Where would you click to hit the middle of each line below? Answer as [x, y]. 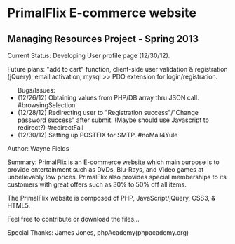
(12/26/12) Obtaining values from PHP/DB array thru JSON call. [108, 97]
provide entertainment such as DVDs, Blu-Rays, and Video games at [106, 169]
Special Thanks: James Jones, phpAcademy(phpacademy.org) [98, 232]
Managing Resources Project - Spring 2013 [103, 39]
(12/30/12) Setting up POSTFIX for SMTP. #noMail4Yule [98, 135]
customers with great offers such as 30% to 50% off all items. [97, 184]
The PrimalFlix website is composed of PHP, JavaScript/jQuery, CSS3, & [112, 198]
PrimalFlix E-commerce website [102, 13]
